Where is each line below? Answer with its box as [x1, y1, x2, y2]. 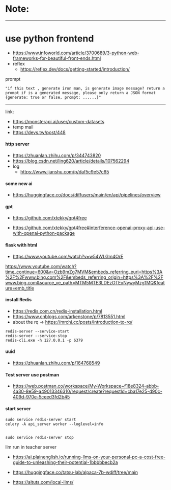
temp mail [12, 124, 34, 130]
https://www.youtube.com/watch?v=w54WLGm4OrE [12, 253, 124, 259]
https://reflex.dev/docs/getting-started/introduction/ [20, 66, 130, 72]
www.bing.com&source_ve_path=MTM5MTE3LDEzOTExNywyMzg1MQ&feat [5, 279, 165, 285]
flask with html [5, 242, 38, 248]
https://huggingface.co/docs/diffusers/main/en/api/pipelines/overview [12, 192, 161, 198]
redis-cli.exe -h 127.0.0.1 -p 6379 [5, 338, 83, 343]
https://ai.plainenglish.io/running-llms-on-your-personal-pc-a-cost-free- [12, 454, 166, 460]
